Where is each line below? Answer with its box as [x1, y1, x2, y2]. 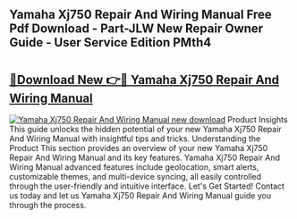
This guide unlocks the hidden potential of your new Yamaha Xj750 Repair [9, 124, 282, 134]
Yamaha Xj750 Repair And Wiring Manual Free [9, 7, 273, 22]
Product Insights [227, 114, 288, 124]
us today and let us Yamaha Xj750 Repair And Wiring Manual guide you [9, 190, 271, 200]
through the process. [9, 200, 87, 210]
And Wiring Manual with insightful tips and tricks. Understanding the [9, 133, 261, 144]
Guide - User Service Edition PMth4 [9, 35, 212, 50]
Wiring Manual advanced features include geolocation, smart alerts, [9, 162, 259, 173]
